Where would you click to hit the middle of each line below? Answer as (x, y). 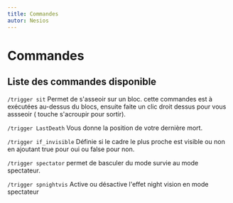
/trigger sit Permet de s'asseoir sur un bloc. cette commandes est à (110, 99)
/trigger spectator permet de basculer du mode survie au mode (103, 163)
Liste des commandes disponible (82, 82)
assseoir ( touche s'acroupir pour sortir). (67, 114)
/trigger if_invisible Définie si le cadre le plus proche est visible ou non (116, 141)
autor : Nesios (28, 21)
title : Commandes (33, 14)
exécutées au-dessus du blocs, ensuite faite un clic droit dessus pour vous (117, 106)
